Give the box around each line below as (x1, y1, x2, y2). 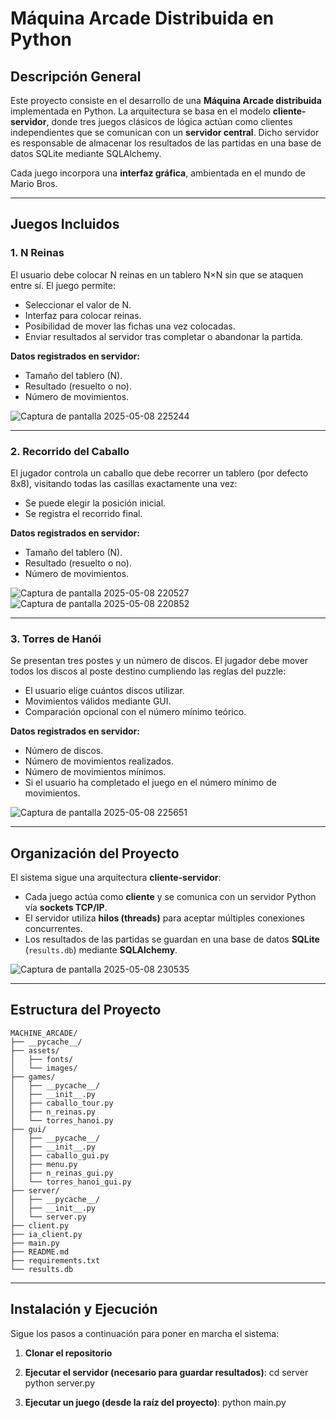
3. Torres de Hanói (10, 632, 102, 646)
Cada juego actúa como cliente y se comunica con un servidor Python (24, 891, 317, 903)
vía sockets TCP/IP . (24, 902, 108, 914)
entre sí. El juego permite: (10, 279, 116, 291)
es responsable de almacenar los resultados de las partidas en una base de (10, 137, 322, 149)
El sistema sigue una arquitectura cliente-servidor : (10, 872, 222, 884)
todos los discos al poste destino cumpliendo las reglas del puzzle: (10, 665, 287, 677)
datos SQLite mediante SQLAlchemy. (10, 148, 162, 159)
